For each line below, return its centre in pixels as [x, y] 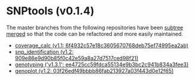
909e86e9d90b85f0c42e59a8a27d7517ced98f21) [77, 58]
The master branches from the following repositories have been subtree [95, 27]
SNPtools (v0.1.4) [50, 11]
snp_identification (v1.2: [44, 51]
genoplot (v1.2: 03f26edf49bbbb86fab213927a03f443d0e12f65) [94, 70]
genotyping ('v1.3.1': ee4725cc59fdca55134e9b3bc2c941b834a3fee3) [102, 64]
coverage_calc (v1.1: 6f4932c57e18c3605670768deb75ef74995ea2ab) [101, 45]
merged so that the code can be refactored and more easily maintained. [95, 33]
